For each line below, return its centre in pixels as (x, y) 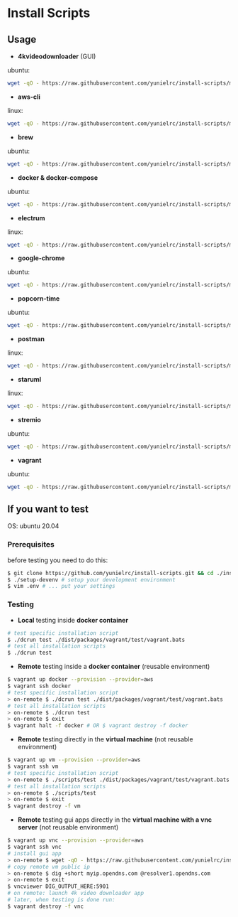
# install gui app (34, 853)
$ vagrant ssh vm (33, 767)
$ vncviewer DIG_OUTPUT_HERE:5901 (58, 886)
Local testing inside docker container (73, 620)
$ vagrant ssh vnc (34, 847)
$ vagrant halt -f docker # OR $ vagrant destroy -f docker (98, 726)
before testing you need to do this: (58, 560)
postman (31, 339)
